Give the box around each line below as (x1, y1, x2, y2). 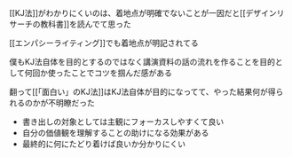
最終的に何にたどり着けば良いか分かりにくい (21, 138, 186, 149)
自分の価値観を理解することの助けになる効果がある (21, 128, 209, 137)
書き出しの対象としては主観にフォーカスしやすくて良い (21, 116, 225, 127)
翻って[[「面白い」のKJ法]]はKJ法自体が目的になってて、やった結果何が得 (9, 87, 277, 97)
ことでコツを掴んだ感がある (70, 67, 173, 78)
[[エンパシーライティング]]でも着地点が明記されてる (9, 38, 199, 48)
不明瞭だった (47, 98, 95, 108)
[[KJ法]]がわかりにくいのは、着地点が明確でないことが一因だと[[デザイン (9, 8, 277, 18)
